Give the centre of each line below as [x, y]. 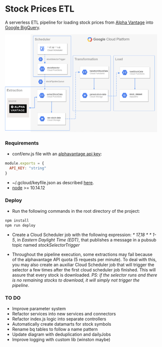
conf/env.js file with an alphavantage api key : [57, 154]
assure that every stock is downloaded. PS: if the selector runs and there [84, 275]
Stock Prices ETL [40, 9]
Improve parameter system [39, 308]
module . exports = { [25, 163]
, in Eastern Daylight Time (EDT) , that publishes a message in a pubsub [86, 240]
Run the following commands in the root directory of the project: [76, 211]
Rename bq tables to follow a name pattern [55, 329]
